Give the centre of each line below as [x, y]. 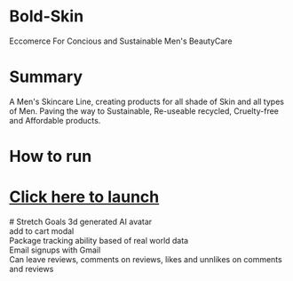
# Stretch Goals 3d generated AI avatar [81, 221]
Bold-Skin [47, 16]
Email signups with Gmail [55, 250]
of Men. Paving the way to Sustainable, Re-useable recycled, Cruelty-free [144, 111]
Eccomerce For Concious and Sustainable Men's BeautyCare [121, 41]
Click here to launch [84, 197]
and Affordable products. [55, 120]
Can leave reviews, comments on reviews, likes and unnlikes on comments [146, 259]
